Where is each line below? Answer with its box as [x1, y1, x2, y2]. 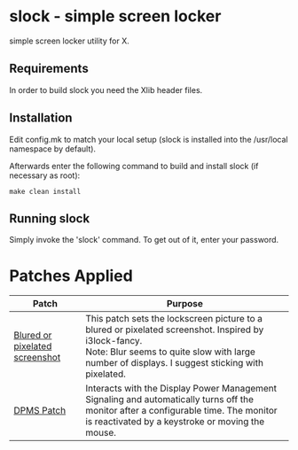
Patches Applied [9, 266, 133, 285]
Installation [9, 111, 73, 126]
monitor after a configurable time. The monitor [85, 405, 278, 417]
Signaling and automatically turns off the [85, 393, 255, 406]
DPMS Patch [13, 405, 67, 417]
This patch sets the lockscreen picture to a [85, 313, 263, 325]
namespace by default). [9, 144, 96, 154]
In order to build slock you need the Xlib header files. [9, 84, 203, 95]
